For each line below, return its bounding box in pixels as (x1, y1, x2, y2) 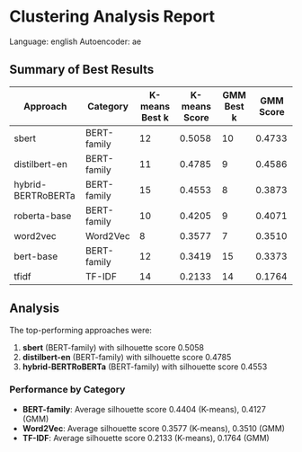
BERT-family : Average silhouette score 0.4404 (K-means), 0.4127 (22, 403, 267, 414)
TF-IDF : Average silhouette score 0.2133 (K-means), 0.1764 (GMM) (22, 432, 270, 443)
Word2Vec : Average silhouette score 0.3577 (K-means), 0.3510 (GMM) (22, 422, 286, 433)
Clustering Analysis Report (9, 6, 216, 27)
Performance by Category (9, 384, 126, 396)
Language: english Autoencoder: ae (9, 36, 142, 47)
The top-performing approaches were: (9, 324, 153, 335)
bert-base (13, 250, 58, 262)
